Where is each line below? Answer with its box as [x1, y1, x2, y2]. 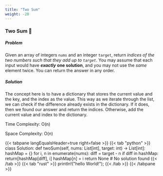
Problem [5, 40, 23, 46]
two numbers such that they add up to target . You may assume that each [5, 57, 153, 63]
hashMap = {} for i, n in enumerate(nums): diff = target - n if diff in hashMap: [5, 151, 159, 156]
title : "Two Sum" [5, 7, 40, 12]
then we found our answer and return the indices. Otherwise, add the [5, 107, 144, 113]
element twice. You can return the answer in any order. [5, 68, 115, 74]
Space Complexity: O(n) [5, 131, 54, 137]
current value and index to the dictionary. [5, 112, 88, 117]
